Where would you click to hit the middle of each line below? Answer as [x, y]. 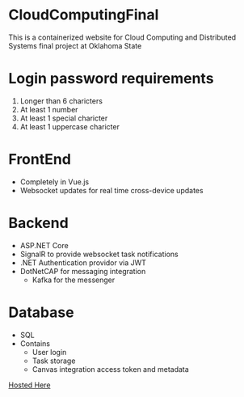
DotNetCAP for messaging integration [83, 271]
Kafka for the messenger [74, 280]
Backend [38, 223]
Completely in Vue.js [55, 182]
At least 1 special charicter [64, 118]
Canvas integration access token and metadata [111, 369]
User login [49, 352]
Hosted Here [29, 385]
